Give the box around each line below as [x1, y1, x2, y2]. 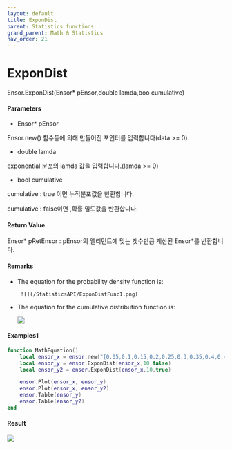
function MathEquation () [7, 347, 79, 354]
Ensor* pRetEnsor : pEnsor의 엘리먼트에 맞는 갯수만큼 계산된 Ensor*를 [7, 237, 200, 245]
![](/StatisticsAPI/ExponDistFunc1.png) [20, 291, 139, 298]
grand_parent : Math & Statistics [7, 29, 104, 37]
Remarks [7, 262, 34, 270]
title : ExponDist [7, 17, 57, 23]
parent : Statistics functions [7, 23, 95, 30]
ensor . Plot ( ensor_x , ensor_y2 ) [19, 385, 110, 392]
